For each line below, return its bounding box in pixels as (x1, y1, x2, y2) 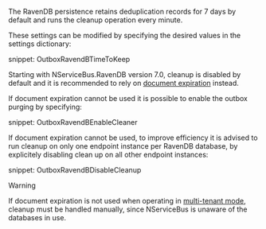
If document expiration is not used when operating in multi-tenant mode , (8, 196, 246, 205)
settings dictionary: (8, 39, 72, 49)
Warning (8, 180, 36, 190)
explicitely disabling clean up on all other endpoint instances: (8, 150, 209, 159)
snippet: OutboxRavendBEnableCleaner (8, 118, 138, 126)
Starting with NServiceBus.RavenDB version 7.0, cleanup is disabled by (8, 70, 241, 79)
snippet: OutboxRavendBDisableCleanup (8, 165, 142, 174)
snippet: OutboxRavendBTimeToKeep (8, 55, 131, 64)
